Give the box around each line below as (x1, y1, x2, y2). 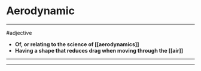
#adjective (6, 29, 32, 36)
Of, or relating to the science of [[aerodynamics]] (14, 40, 139, 48)
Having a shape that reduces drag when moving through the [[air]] (14, 47, 184, 54)
